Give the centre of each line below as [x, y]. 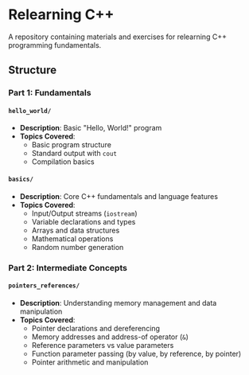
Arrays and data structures [76, 230]
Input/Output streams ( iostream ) [84, 213]
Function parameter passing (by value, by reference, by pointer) [136, 354]
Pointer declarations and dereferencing [96, 328]
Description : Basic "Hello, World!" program [91, 128]
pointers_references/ [44, 286]
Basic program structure [71, 145]
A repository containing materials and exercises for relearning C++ [117, 37]
